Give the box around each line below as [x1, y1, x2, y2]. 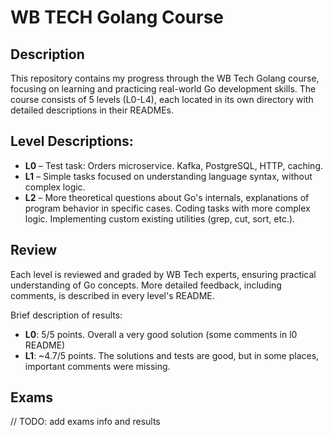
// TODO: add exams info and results [10, 416, 161, 428]
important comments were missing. [24, 360, 171, 372]
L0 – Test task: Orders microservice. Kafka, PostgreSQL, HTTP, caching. [24, 159, 323, 171]
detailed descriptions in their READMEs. [10, 104, 175, 116]
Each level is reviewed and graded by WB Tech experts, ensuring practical [10, 268, 317, 280]
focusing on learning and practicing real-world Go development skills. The [10, 83, 317, 95]
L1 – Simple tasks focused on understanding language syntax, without [24, 170, 313, 182]
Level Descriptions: [10, 133, 134, 150]
